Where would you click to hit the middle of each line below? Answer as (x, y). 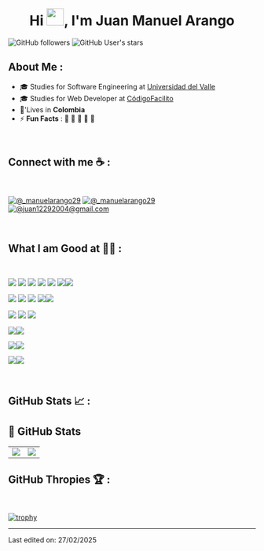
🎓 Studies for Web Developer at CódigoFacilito (97, 98)
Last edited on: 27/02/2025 (52, 540)
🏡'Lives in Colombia (52, 109)
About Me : (36, 67)
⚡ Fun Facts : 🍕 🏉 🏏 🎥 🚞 (57, 119)
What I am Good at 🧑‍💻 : (65, 248)
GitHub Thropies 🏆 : (59, 479)
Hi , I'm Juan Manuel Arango (132, 21)
